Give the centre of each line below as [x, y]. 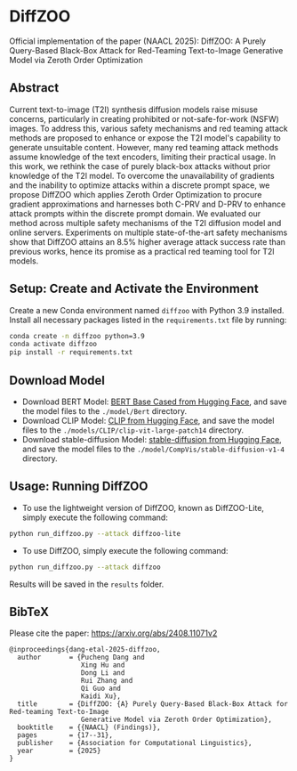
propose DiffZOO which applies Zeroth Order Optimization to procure [136, 194]
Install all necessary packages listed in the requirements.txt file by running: [148, 320]
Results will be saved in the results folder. [87, 584]
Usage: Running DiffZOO [79, 487]
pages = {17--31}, [65, 735]
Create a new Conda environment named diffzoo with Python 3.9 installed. [147, 310]
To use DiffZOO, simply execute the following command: [125, 550]
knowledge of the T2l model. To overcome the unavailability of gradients [142, 175]
